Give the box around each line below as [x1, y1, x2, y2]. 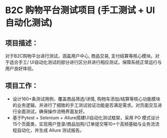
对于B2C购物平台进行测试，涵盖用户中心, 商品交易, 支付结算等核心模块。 [5, 53, 155, 59]
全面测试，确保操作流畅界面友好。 [17, 108, 88, 114]
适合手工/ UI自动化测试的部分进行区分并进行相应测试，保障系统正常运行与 [9, 59, 162, 65]
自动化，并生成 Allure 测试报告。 [17, 127, 84, 133]
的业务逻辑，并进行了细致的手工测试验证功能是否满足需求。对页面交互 [12, 102, 158, 108]
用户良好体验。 [5, 66, 36, 71]
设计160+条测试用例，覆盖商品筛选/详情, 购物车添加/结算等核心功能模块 [12, 96, 160, 102]
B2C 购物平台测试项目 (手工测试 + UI [5, 5, 155, 16]
